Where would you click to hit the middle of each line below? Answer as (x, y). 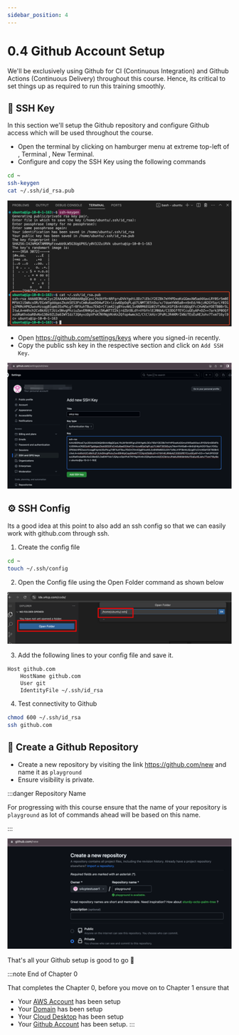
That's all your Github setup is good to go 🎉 (71, 960)
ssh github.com (30, 726)
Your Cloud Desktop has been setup (71, 1017)
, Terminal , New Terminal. (56, 154)
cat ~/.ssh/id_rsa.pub (41, 191)
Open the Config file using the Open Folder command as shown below (121, 582)
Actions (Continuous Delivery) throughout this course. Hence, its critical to (117, 78)
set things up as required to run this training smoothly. (86, 86)
